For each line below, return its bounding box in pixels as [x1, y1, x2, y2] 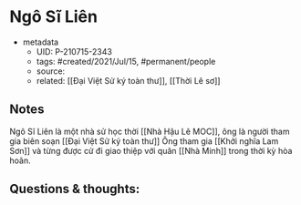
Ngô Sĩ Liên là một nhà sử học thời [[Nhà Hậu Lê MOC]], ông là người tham [9, 126, 290, 137]
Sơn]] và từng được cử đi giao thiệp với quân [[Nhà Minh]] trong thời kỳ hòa [9, 145, 293, 156]
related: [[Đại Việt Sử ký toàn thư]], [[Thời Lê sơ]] [36, 75, 221, 86]
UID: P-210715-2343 [36, 46, 112, 56]
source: [36, 66, 66, 77]
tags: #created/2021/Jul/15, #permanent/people [36, 56, 216, 67]
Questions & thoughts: [9, 181, 140, 197]
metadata [22, 36, 59, 47]
